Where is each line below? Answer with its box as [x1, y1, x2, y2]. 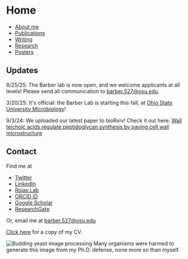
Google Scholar [14, 199, 53, 206]
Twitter [14, 174, 33, 181]
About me [14, 23, 39, 30]
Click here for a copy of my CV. [6, 228, 82, 235]
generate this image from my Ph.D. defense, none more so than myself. [6, 246, 180, 253]
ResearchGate [14, 205, 50, 212]
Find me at [6, 162, 33, 170]
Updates [6, 66, 39, 76]
